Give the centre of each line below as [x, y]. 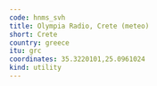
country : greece [39, 43]
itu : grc [25, 51]
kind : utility [36, 68]
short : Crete [33, 34]
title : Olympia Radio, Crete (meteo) [79, 26]
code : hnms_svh [37, 17]
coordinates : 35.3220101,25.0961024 [77, 59]
